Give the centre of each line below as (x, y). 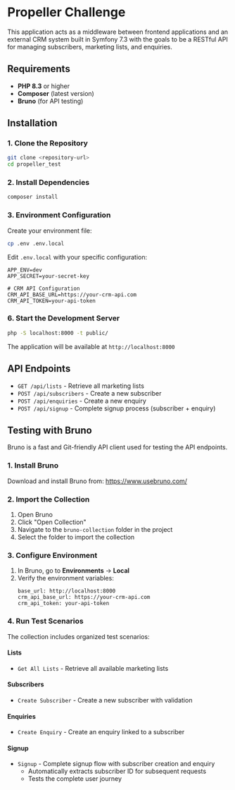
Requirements (39, 69)
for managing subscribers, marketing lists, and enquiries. (90, 47)
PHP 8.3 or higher (44, 86)
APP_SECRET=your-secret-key (49, 276)
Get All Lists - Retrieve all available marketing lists (93, 668)
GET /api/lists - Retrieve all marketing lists (81, 386)
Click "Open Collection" (52, 522)
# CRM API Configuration (44, 288)
